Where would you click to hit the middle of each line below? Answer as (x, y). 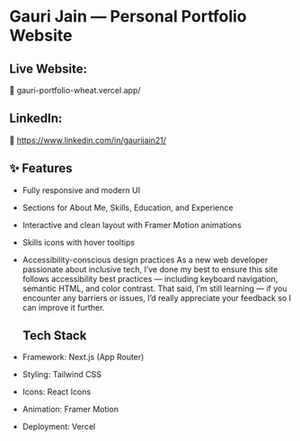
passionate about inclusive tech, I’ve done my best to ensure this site (150, 269)
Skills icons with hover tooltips (79, 242)
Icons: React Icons (57, 392)
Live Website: (49, 69)
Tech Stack (54, 335)
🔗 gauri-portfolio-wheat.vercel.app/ (75, 90)
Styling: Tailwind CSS (62, 375)
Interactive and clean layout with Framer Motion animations (132, 225)
